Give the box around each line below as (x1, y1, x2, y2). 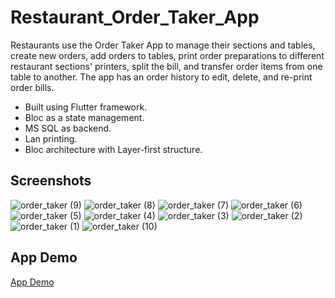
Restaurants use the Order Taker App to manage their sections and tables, (10, 39, 316, 51)
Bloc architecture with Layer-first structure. (24, 143, 203, 155)
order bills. (10, 81, 55, 93)
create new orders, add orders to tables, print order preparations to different (10, 49, 325, 61)
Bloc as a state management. (24, 111, 145, 123)
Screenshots (10, 172, 92, 190)
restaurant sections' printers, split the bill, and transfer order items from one (10, 60, 323, 72)
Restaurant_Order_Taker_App (10, 6, 260, 29)
